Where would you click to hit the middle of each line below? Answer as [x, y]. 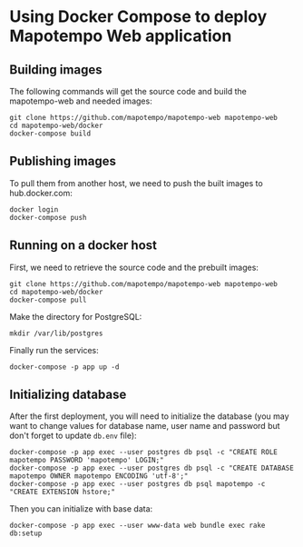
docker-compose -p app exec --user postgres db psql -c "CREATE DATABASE [152, 468]
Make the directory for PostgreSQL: [76, 316]
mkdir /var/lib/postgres [56, 333]
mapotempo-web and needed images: [81, 101]
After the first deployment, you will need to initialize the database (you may [149, 416]
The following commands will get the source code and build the [128, 91]
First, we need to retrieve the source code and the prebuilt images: [134, 267]
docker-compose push [49, 217]
